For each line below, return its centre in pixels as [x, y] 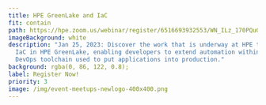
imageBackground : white [47, 37]
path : [17, 30]
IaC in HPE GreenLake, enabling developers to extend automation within [138, 52]
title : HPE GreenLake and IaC [58, 15]
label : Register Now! [44, 74]
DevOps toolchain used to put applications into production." [120, 60]
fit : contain [30, 23]
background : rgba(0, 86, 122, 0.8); [68, 67]
